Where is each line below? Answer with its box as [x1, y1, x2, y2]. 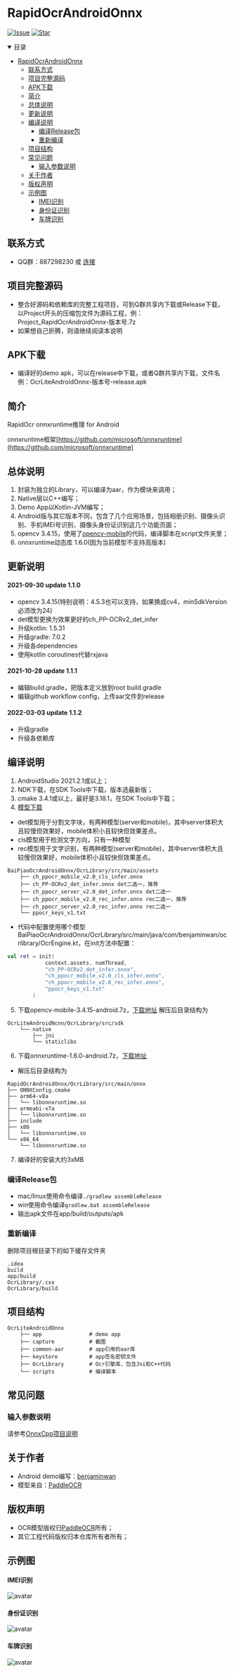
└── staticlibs [32, 1038, 77, 1045]
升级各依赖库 [17, 734, 55, 742]
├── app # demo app [20, 1331, 121, 1338]
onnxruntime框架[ [7, 435, 58, 444]
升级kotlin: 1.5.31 [17, 624, 65, 632]
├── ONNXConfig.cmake [7, 1086, 71, 1094]
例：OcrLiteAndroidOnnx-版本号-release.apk [17, 378, 148, 386]
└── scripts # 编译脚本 [20, 1368, 117, 1375]
